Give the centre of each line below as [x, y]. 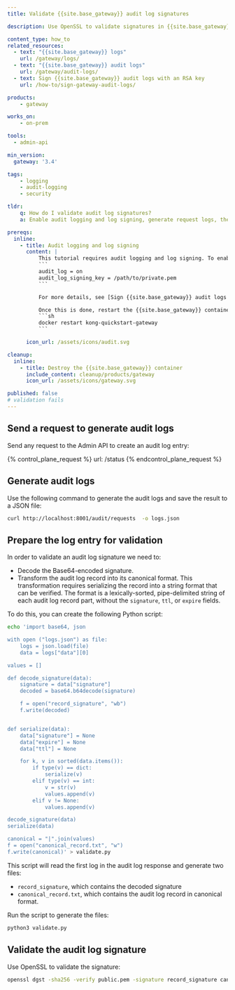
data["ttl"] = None [48, 748]
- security [36, 194]
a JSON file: [24, 506]
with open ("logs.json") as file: [58, 640]
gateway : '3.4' [36, 161]
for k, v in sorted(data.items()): [72, 761]
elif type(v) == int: [64, 781]
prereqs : [20, 232]
